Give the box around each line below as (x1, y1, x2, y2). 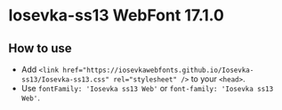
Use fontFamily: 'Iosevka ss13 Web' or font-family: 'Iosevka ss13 (20, 83, 274, 93)
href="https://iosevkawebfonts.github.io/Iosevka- (62, 66, 254, 75)
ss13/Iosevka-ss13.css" (20, 75, 110, 84)
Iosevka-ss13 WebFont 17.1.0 (8, 5, 224, 26)
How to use (8, 41, 72, 56)
